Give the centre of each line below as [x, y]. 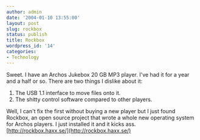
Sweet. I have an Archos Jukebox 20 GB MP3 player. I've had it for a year [98, 74]
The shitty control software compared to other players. [84, 99]
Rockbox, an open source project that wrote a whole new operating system [100, 117]
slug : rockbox [24, 29]
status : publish [27, 35]
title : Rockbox [26, 40]
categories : [21, 52]
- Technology [23, 57]
